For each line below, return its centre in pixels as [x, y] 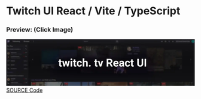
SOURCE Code [25, 90]
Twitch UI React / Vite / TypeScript [93, 11]
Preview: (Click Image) [40, 30]
